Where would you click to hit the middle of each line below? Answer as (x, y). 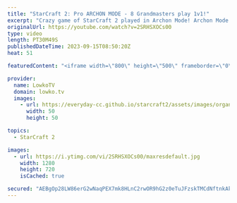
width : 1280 (37, 163)
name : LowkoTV (34, 85)
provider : (22, 78)
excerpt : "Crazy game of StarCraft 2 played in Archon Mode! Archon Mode (118, 20)
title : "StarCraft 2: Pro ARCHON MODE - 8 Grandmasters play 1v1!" (109, 14)
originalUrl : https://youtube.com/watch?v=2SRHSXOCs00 (90, 27)
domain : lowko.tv (39, 92)
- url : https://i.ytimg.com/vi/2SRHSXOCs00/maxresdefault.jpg (107, 156)
